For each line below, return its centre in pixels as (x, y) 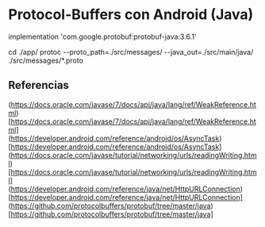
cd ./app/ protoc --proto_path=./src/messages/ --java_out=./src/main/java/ (131, 52)
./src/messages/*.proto (46, 60)
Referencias (39, 85)
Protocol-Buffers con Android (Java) (131, 15)
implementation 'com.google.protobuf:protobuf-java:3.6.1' (102, 37)
